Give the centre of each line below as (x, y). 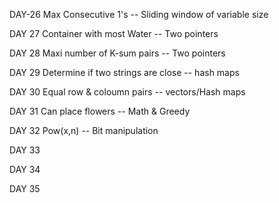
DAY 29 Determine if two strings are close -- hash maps (124, 72)
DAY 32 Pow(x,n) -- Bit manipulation (84, 130)
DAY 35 (25, 188)
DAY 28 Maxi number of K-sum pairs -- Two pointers (117, 53)
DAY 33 (25, 150)
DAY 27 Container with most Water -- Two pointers (114, 33)
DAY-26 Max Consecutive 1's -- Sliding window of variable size (139, 14)
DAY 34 (25, 169)
